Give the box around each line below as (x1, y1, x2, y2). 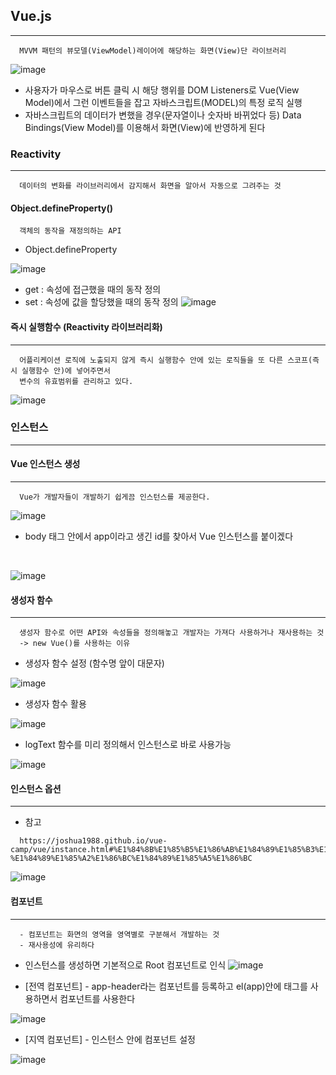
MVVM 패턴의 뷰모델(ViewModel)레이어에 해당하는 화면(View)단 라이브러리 (19, 45, 287, 56)
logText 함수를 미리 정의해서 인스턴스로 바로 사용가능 (24, 739, 232, 751)
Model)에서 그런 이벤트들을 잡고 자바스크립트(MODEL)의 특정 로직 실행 (24, 96, 303, 108)
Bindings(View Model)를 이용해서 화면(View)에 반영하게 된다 (24, 121, 266, 133)
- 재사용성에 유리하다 (19, 940, 95, 950)
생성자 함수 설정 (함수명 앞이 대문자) (24, 657, 165, 669)
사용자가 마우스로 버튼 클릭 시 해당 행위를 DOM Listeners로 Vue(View (24, 84, 300, 96)
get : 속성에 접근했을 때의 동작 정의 (24, 284, 162, 296)
